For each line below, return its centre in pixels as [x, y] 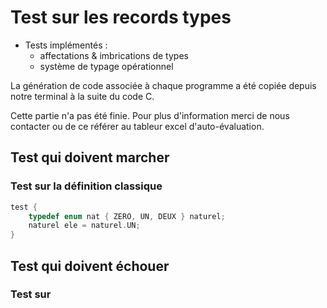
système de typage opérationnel [106, 66]
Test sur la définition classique [86, 186]
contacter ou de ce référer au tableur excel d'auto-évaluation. [137, 126]
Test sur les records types [121, 17]
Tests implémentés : [66, 45]
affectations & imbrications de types [114, 55]
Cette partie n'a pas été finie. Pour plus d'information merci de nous [150, 115]
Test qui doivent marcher [90, 157]
